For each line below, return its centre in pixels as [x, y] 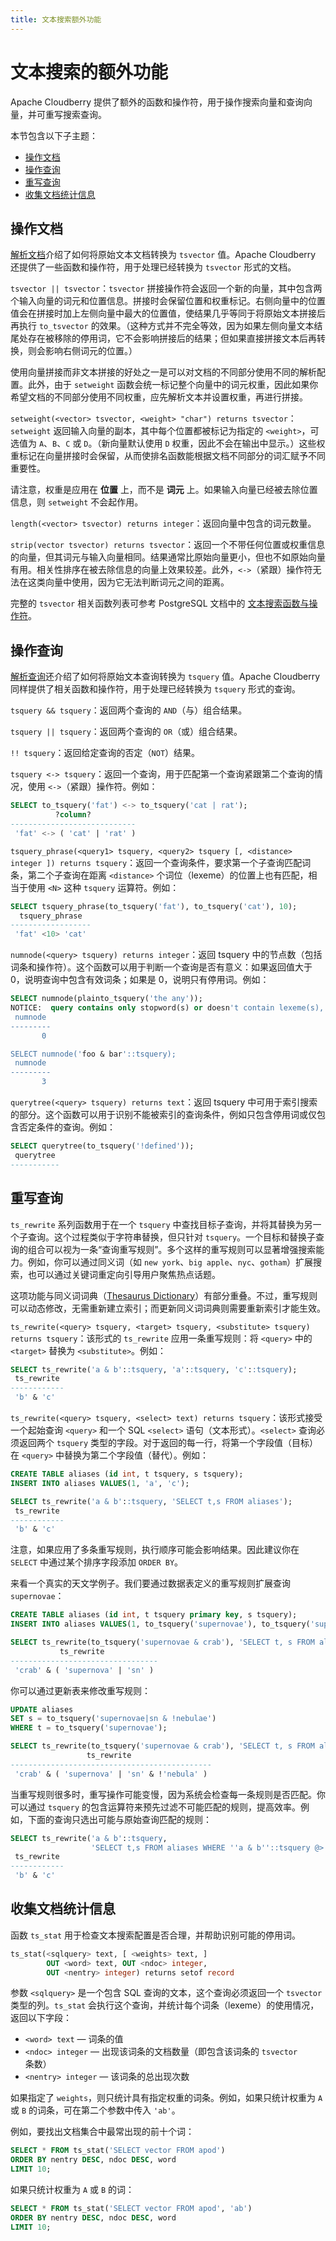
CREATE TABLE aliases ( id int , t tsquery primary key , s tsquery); [154, 1615]
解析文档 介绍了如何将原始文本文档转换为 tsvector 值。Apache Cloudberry [163, 255]
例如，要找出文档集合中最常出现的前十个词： [102, 2132]
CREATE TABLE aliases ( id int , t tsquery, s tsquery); [127, 1474]
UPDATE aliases [42, 1709]
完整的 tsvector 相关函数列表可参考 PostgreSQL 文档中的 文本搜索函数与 [160, 603]
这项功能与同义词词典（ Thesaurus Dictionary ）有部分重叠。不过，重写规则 [164, 1295]
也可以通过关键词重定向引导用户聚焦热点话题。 [124, 1274]
